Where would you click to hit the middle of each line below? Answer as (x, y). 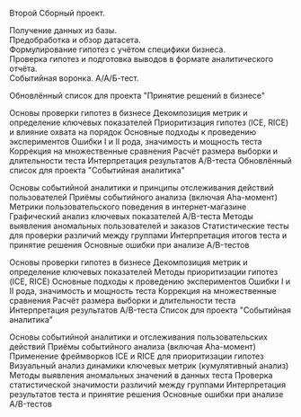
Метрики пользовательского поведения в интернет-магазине (128, 207)
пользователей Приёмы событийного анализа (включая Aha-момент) (144, 197)
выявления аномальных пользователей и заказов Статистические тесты (149, 226)
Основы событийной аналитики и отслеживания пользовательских (138, 337)
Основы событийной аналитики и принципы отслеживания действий (142, 187)
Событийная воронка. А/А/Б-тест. (74, 78)
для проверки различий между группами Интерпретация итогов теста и (148, 235)
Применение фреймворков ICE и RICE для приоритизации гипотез (137, 356)
